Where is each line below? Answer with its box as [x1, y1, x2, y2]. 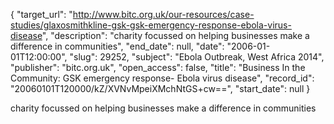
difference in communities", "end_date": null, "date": [10, 40, 225, 52]
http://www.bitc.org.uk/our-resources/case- [72, 9, 255, 20]
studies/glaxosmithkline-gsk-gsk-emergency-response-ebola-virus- [10, 19, 292, 31]
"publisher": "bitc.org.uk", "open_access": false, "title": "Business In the [10, 62, 306, 73]
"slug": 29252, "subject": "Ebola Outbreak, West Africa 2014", [69, 51, 325, 63]
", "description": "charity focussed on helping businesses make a [41, 30, 310, 41]
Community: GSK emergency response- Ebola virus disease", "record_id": [10, 72, 315, 84]
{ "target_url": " [10, 9, 73, 20]
